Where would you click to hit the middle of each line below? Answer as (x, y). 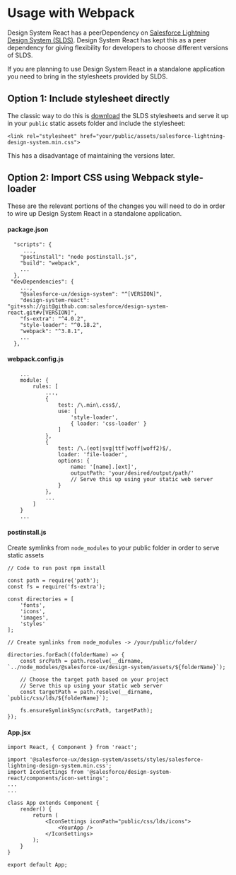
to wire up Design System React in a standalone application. (95, 213)
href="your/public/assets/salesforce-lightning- (153, 136)
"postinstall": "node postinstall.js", (79, 257)
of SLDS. (20, 55)
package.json (28, 230)
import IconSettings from (45, 772)
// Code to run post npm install (57, 568)
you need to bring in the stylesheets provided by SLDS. (88, 76)
